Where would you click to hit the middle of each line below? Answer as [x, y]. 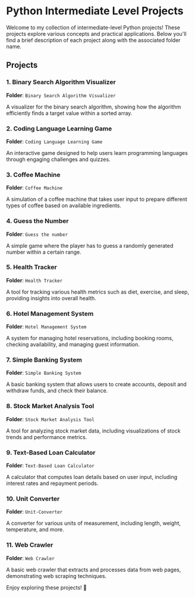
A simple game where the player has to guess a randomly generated [90, 245]
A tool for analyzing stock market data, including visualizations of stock [93, 431]
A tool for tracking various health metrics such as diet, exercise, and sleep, [97, 292]
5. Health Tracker [32, 268]
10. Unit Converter [33, 499]
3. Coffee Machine [33, 175]
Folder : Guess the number [37, 234]
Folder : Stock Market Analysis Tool [51, 419]
